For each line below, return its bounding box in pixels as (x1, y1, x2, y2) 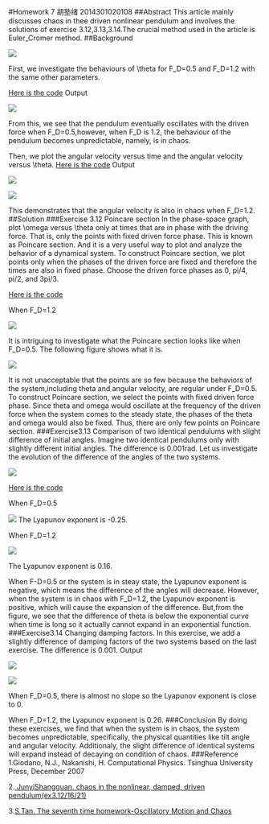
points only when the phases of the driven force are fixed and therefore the (8, 257, 257, 266)
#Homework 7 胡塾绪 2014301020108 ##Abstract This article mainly (8, 7, 234, 16)
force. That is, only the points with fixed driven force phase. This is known (8, 232, 253, 241)
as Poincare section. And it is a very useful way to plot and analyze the (8, 240, 243, 249)
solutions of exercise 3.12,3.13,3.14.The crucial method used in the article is (8, 25, 255, 34)
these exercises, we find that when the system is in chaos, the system (8, 723, 240, 733)
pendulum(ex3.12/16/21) (8, 791, 87, 800)
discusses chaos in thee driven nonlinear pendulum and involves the (8, 16, 235, 26)
